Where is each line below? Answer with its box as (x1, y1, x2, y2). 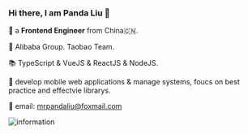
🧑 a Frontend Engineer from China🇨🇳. (8, 26, 139, 36)
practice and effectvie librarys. (8, 85, 111, 96)
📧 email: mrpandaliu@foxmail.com (8, 102, 122, 111)
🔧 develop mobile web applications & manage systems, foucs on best (8, 77, 241, 87)
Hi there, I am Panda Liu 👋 (8, 7, 111, 19)
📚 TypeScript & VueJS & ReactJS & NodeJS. (8, 58, 159, 68)
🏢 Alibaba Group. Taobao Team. (8, 42, 115, 52)
